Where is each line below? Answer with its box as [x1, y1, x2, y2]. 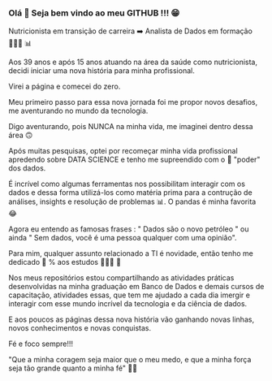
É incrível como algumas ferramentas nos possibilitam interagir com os [8, 179, 246, 189]
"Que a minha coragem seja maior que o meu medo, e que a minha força [8, 355, 252, 365]
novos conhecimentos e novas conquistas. [8, 323, 152, 333]
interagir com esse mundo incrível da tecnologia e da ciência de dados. [8, 299, 248, 309]
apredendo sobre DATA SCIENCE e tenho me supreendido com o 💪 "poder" [8, 154, 261, 165]
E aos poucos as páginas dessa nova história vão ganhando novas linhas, [8, 314, 254, 324]
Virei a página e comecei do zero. [8, 81, 121, 92]
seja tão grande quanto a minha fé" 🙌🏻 [8, 363, 138, 373]
